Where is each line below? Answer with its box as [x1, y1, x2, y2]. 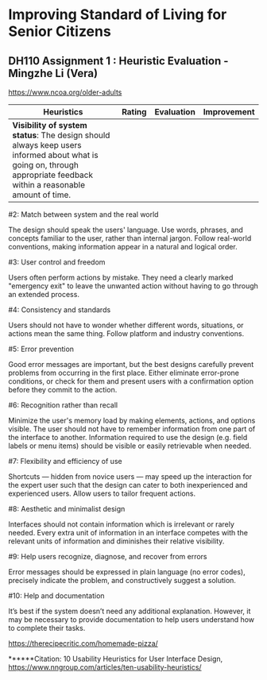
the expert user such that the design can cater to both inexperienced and [8, 481, 248, 489]
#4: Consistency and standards [8, 305, 111, 315]
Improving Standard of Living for [8, 6, 227, 24]
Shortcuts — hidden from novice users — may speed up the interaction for [8, 472, 253, 481]
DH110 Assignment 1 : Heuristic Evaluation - [8, 54, 229, 68]
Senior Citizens [8, 22, 111, 41]
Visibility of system [12, 120, 87, 130]
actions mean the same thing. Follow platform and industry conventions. [8, 329, 245, 338]
